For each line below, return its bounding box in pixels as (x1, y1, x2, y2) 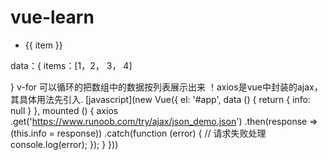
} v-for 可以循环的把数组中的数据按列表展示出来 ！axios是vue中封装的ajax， (10, 81, 323, 93)
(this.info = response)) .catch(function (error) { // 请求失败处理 (10, 127, 267, 139)
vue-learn (10, 6, 95, 29)
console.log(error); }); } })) (10, 138, 119, 150)
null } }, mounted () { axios (10, 104, 119, 116)
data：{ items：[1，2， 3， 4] (10, 59, 133, 71)
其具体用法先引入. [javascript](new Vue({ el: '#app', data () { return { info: (10, 93, 311, 105)
